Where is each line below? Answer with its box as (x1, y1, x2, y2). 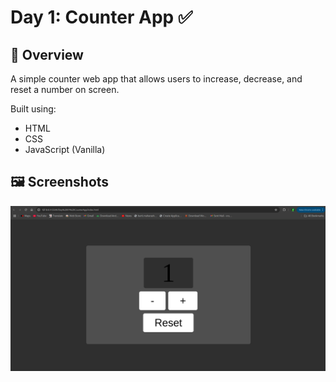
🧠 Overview (10, 46, 84, 63)
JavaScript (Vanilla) (24, 144, 106, 155)
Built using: (10, 103, 57, 115)
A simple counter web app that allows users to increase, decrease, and (10, 73, 303, 85)
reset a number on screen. (10, 84, 120, 95)
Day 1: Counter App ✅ (10, 6, 193, 29)
